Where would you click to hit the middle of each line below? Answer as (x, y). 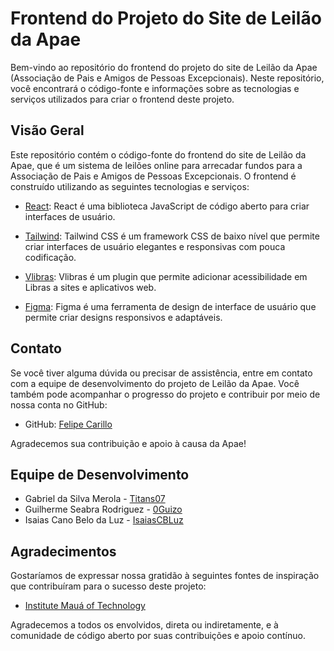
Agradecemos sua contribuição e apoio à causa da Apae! (128, 443)
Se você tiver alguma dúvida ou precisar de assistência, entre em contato (161, 373)
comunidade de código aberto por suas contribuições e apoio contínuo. (158, 636)
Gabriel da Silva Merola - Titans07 (95, 499)
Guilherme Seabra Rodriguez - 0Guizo (103, 509)
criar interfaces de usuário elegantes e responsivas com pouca (155, 246)
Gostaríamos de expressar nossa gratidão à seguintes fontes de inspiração (165, 576)
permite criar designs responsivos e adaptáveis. (123, 317)
